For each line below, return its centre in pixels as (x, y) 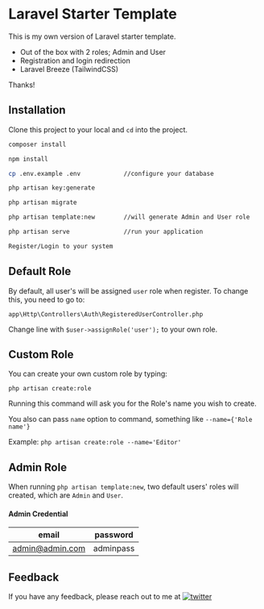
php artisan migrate (43, 202)
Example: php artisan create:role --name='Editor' (95, 442)
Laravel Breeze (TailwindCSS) (69, 69)
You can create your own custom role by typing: (88, 374)
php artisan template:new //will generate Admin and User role (129, 217)
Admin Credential (38, 514)
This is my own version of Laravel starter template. (92, 36)
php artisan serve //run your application (106, 232)
